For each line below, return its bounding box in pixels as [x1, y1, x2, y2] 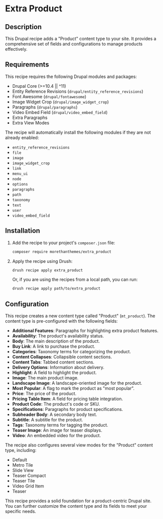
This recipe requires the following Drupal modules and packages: [5, 74, 137, 79]
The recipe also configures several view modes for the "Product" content [5, 442, 153, 448]
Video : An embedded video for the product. [12, 433, 101, 439]
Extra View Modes [12, 119, 50, 126]
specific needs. [5, 509, 36, 515]
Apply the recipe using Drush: [12, 258, 73, 264]
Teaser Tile [12, 478, 35, 484]
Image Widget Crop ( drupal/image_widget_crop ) [12, 99, 109, 105]
